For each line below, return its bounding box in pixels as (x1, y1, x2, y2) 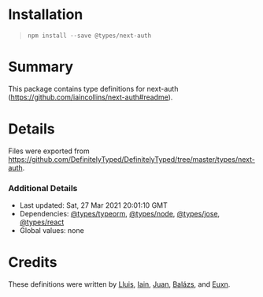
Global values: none (19, 226, 84, 235)
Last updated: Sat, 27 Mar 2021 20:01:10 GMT (19, 201, 168, 210)
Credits (8, 254, 57, 272)
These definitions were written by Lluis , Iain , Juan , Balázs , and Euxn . (8, 280, 231, 289)
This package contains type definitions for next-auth (8, 84, 179, 93)
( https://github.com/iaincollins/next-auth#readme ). (8, 92, 173, 102)
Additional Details (8, 182, 78, 194)
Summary (8, 58, 73, 76)
